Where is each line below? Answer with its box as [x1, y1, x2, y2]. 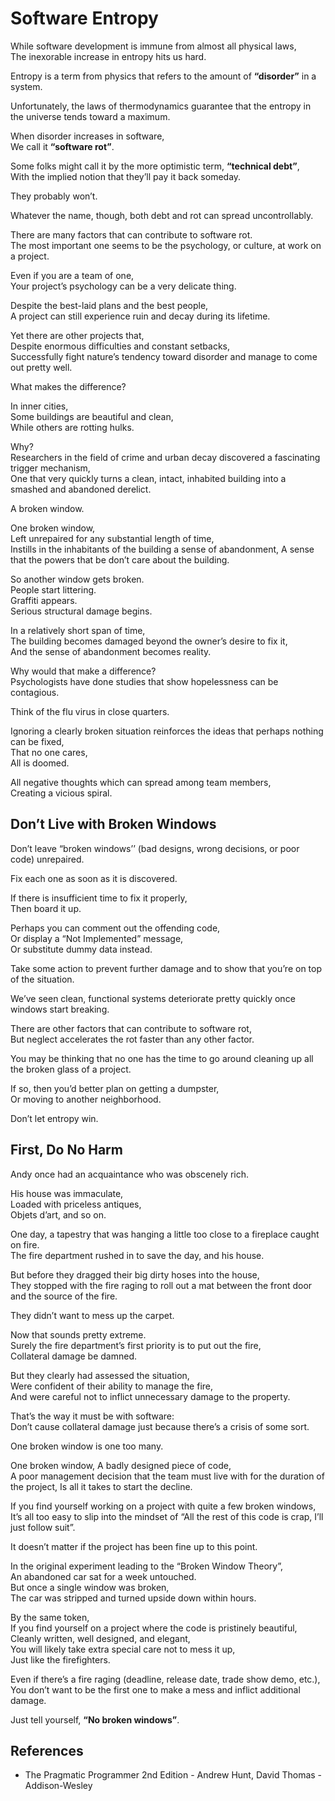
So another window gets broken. [10, 573, 145, 585]
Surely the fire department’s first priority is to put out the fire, [10, 1339, 262, 1351]
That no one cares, [10, 746, 88, 758]
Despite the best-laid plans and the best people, [10, 299, 209, 311]
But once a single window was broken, [10, 1581, 170, 1593]
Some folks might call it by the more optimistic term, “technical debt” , [10, 160, 300, 172]
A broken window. [10, 502, 85, 514]
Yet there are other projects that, [10, 329, 145, 341]
